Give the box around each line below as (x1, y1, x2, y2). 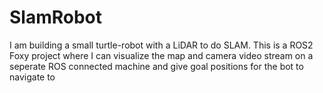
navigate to (9, 71, 56, 83)
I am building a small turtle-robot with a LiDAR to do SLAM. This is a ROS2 (9, 39, 314, 51)
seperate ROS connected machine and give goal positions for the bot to (9, 60, 304, 72)
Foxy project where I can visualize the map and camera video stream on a (9, 49, 314, 61)
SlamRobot (9, 6, 103, 29)
